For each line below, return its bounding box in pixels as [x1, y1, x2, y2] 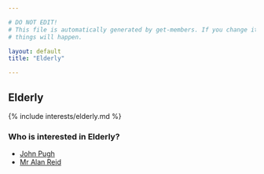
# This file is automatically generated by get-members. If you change [8, 25, 247, 34]
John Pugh [19, 149, 55, 158]
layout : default [8, 47, 61, 55]
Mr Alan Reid [19, 157, 61, 167]
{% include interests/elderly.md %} [8, 111, 122, 120]
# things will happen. [8, 33, 82, 41]
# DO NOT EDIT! [8, 18, 58, 26]
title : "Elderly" [8, 54, 65, 63]
